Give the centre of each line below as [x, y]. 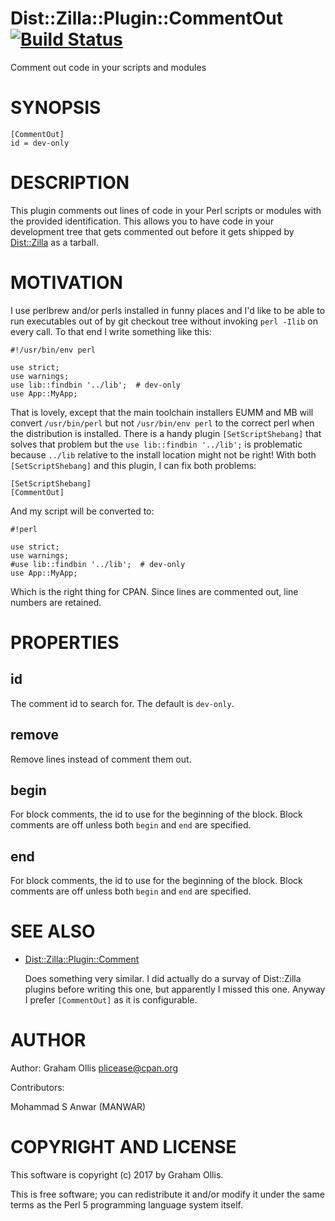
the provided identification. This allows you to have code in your [142, 221]
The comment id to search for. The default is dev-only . [122, 703]
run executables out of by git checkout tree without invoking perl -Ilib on [164, 321]
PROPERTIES [65, 642]
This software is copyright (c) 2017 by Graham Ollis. [117, 1175]
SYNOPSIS [56, 108]
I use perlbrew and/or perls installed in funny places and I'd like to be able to [168, 310]
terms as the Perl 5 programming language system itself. [126, 1205]
